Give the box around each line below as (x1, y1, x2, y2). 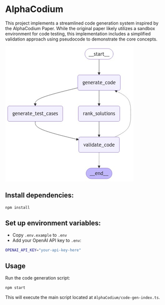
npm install (5, 205, 30, 210)
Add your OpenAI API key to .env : (12, 237, 81, 243)
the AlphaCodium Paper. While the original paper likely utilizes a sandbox (5, 25, 156, 31)
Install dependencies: (5, 191, 74, 200)
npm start (5, 285, 26, 290)
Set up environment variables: (5, 219, 101, 227)
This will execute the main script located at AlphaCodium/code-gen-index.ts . (5, 294, 161, 300)
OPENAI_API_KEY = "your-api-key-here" (5, 248, 81, 253)
